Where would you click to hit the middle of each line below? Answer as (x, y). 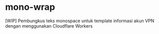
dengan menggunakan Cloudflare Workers (49, 26)
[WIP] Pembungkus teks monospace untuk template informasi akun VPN (80, 21)
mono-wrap (30, 7)
